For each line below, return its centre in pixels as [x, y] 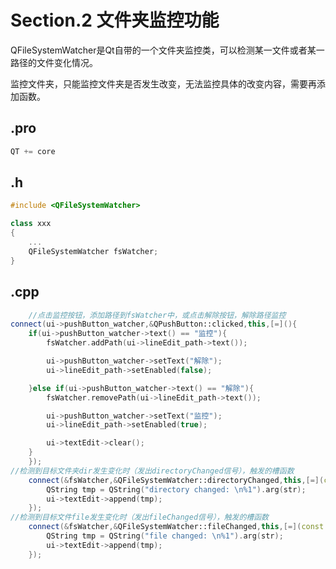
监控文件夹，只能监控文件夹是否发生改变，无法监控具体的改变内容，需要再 [163, 83]
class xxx [31, 224]
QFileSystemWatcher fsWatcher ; [93, 251]
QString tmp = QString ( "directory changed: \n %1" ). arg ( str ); [176, 489]
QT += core [33, 151]
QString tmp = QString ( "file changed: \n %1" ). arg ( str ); [165, 536]
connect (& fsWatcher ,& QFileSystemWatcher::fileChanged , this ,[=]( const [176, 527]
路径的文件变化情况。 [54, 62]
